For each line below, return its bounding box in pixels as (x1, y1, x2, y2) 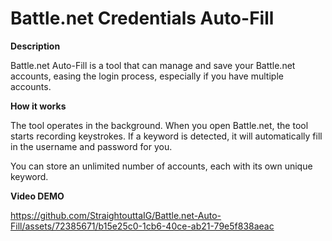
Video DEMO (10, 190, 65, 202)
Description (10, 40, 61, 52)
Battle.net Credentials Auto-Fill (10, 7, 275, 30)
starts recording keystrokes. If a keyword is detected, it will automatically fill (10, 130, 323, 142)
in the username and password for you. (10, 140, 173, 152)
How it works (10, 100, 67, 112)
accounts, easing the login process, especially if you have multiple (10, 70, 284, 82)
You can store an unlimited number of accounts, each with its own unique (10, 160, 313, 172)
